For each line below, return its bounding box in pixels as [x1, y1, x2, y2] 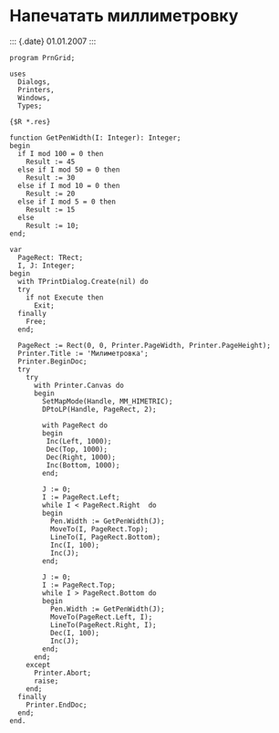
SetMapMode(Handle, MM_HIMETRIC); [42, 396, 173, 406]
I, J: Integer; [17, 261, 76, 270]
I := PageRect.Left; [42, 492, 120, 502]
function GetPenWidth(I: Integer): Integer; [9, 133, 181, 142]
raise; [33, 676, 59, 686]
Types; [17, 101, 43, 110]
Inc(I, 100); [49, 540, 100, 550]
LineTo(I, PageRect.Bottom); [49, 532, 161, 541]
